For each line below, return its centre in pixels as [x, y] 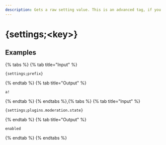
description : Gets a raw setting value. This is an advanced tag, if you [83, 10]
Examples [21, 53]
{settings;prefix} [24, 73]
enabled [13, 129]
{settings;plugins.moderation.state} [44, 110]
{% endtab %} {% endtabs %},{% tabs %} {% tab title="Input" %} [73, 101]
